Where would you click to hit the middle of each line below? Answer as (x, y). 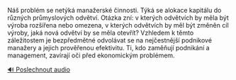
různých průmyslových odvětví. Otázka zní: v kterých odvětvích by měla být (118, 18)
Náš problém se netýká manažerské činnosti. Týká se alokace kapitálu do (114, 10)
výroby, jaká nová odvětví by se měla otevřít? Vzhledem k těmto (101, 33)
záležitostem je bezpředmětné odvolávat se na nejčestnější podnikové (110, 40)
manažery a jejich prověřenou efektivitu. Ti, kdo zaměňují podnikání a (109, 48)
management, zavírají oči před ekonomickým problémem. (91, 55)
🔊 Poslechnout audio (39, 69)
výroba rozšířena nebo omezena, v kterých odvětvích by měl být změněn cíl (118, 25)
